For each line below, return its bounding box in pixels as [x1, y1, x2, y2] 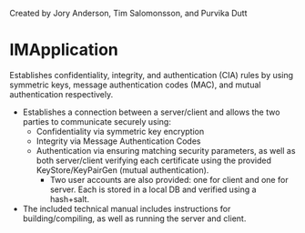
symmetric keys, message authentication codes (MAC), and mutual [9, 79, 261, 90]
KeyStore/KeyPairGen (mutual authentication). [36, 164, 209, 176]
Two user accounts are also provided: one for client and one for [49, 174, 289, 185]
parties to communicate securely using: [22, 116, 171, 127]
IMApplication [9, 40, 118, 60]
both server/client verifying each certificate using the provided [36, 155, 271, 166]
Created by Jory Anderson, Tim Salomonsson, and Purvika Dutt [9, 8, 248, 18]
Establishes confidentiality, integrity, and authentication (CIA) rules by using [9, 69, 294, 80]
